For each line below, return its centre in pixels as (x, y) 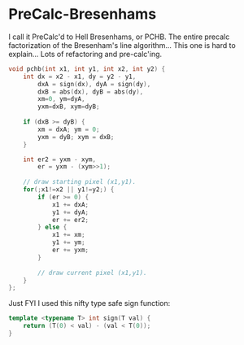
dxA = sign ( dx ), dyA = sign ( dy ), (94, 84)
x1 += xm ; (68, 235)
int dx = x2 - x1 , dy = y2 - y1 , (80, 76)
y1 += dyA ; (70, 212)
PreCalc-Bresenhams (83, 14)
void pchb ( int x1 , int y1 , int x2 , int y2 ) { (87, 69)
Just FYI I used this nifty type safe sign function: (89, 304)
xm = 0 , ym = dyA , (61, 99)
